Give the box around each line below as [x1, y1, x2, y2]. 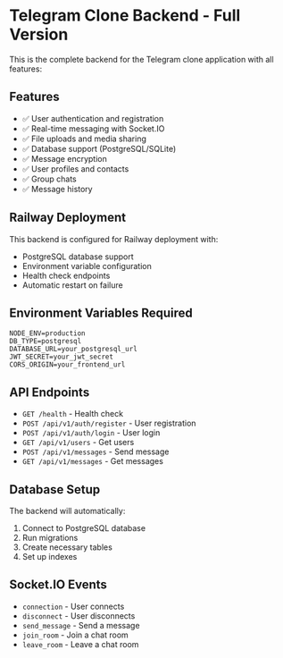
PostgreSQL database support [21, 251, 134, 262]
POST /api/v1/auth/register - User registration [21, 418, 196, 429]
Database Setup [9, 482, 101, 497]
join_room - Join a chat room [21, 629, 129, 640]
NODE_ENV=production [9, 329, 87, 338]
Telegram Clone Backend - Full [9, 5, 241, 26]
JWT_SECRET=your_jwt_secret [9, 352, 114, 362]
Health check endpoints [21, 270, 111, 281]
